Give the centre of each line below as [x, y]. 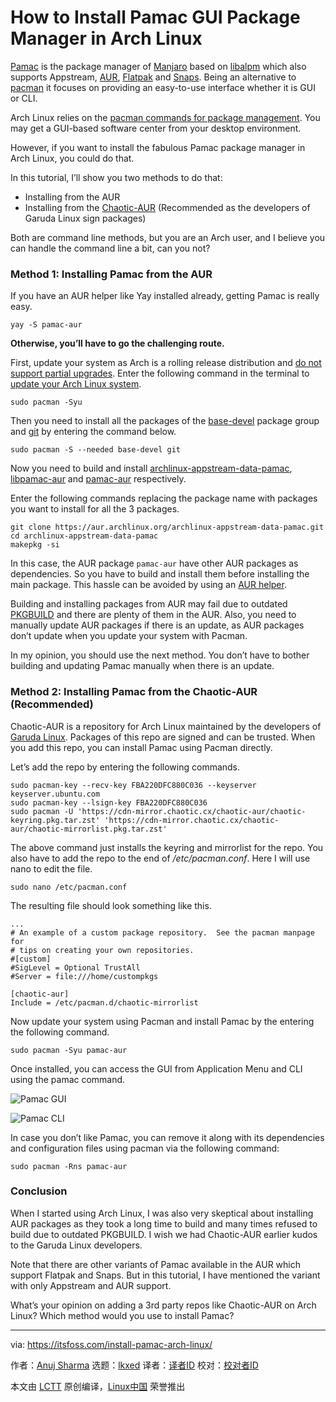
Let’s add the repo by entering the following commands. [125, 767]
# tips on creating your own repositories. [102, 950]
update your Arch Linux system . [76, 384]
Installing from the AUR [72, 197]
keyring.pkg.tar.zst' [55, 820]
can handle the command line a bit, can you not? [110, 248]
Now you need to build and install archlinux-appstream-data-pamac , [151, 468]
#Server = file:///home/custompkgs [84, 976]
